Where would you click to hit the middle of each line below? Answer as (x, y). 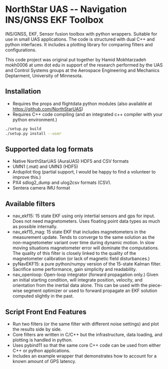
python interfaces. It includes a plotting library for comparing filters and (79, 44)
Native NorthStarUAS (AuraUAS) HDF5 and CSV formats (70, 161)
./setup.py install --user (33, 133)
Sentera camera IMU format (41, 188)
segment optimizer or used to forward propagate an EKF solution (90, 291)
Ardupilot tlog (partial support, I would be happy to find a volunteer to (84, 172)
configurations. (21, 50)
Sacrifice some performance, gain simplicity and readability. (74, 269)
